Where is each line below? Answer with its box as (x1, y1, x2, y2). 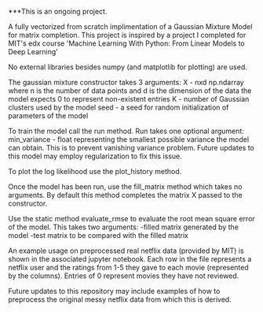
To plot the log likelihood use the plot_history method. (8, 167, 182, 176)
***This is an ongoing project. (8, 7, 108, 16)
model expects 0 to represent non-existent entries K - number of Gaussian (8, 95, 250, 103)
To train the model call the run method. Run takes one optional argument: (8, 126, 245, 136)
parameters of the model (8, 111, 89, 121)
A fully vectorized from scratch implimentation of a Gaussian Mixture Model (8, 22, 253, 31)
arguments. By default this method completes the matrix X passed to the (8, 191, 243, 199)
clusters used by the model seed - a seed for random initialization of (8, 102, 229, 112)
